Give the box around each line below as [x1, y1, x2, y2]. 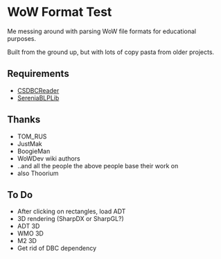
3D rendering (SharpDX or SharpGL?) [17, 215, 125, 223]
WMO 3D [17, 229, 44, 238]
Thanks [7, 114, 41, 125]
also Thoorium [17, 169, 59, 177]
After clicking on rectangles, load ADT [17, 207, 126, 215]
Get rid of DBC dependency [17, 244, 97, 253]
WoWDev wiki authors [17, 154, 81, 163]
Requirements [7, 68, 69, 80]
